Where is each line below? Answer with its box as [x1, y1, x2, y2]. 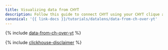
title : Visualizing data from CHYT [5, 7, 79, 12]
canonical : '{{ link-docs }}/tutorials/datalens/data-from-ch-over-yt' [5, 16, 157, 21]
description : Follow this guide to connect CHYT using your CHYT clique [5, 12, 160, 17]
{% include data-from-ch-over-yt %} [5, 30, 81, 36]
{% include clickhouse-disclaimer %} [5, 40, 82, 46]
